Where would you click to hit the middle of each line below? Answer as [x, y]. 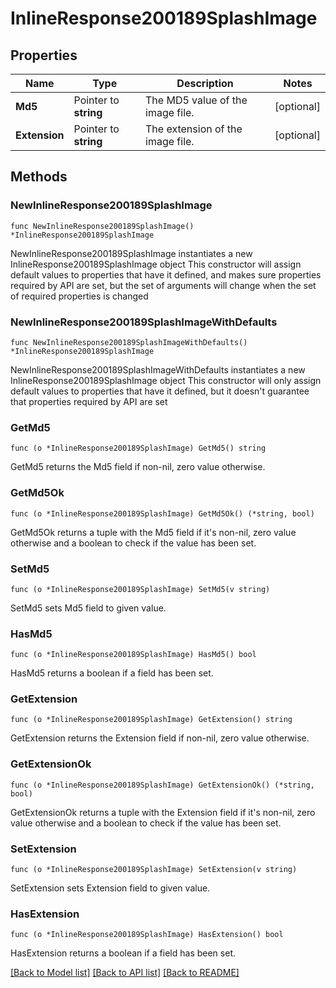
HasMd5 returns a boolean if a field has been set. [112, 673]
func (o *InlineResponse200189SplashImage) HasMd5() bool [133, 655]
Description [205, 83]
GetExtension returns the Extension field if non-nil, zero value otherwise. [160, 738]
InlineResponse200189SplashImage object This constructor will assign [156, 264]
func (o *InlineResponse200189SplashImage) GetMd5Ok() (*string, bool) [162, 513]
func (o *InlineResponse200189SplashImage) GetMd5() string [138, 448]
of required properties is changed [79, 296]
